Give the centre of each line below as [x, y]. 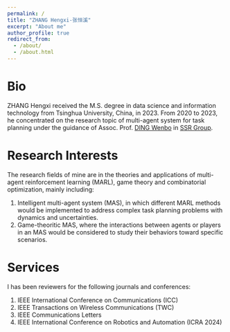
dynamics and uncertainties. [57, 217]
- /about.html [34, 53]
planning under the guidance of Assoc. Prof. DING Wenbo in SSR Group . [110, 127]
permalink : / [26, 13]
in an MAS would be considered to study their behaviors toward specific [120, 232]
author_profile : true [38, 33]
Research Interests [63, 156]
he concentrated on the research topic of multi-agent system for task [106, 120]
